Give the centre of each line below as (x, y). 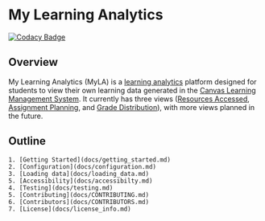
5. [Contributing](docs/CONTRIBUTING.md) (79, 194)
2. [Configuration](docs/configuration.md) (83, 166)
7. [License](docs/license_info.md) (70, 209)
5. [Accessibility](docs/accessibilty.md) (81, 181)
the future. (26, 116)
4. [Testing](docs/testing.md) (61, 188)
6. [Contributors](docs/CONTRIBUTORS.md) (79, 202)
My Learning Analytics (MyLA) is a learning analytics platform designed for (132, 81)
